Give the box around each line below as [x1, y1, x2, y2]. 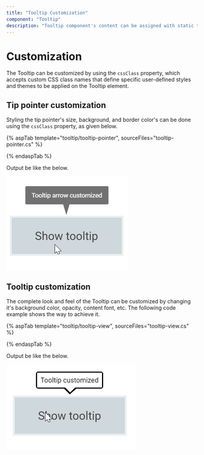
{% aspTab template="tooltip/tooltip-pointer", [6, 134, 120, 142]
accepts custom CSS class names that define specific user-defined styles [6, 76, 191, 83]
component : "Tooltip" [6, 16, 61, 22]
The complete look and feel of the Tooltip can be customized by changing [6, 297, 191, 305]
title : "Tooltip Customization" [6, 10, 88, 16]
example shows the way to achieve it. [6, 310, 100, 318]
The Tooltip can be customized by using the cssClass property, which [6, 70, 180, 77]
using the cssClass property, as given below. [6, 123, 118, 130]
